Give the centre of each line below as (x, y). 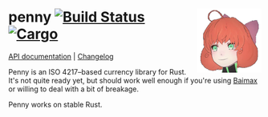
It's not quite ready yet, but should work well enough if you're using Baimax (133, 80)
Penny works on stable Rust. (55, 104)
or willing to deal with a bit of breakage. (73, 89)
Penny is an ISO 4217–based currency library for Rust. (97, 71)
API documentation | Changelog (61, 56)
